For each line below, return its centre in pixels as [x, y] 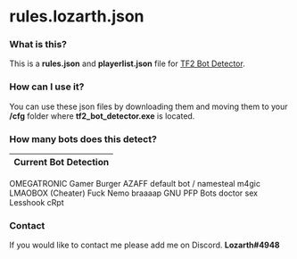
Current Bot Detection [62, 163]
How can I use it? [47, 87]
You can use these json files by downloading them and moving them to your [148, 106]
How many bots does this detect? [83, 138]
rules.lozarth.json [77, 17]
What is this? [38, 45]
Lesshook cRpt [37, 203]
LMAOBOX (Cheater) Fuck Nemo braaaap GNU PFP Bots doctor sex [134, 193]
